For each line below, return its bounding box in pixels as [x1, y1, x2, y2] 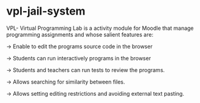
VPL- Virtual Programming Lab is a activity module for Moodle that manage [6, 24, 194, 32]
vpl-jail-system [6, 4, 86, 18]
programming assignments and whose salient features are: [6, 30, 154, 38]
